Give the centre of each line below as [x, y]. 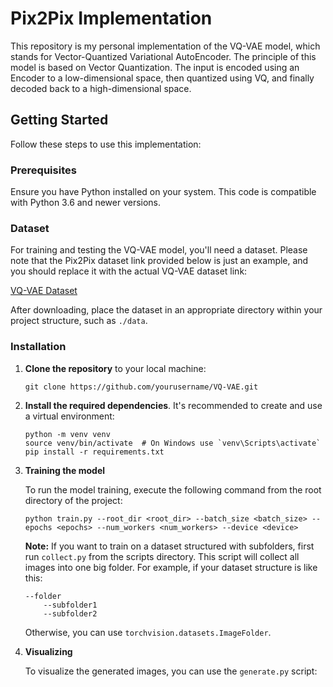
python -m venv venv [67, 434]
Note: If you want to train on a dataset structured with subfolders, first [169, 546]
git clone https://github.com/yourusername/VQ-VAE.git [141, 387]
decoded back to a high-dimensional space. [101, 88]
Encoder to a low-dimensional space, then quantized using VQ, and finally [162, 78]
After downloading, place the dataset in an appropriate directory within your [166, 310]
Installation [38, 347]
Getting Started [59, 120]
